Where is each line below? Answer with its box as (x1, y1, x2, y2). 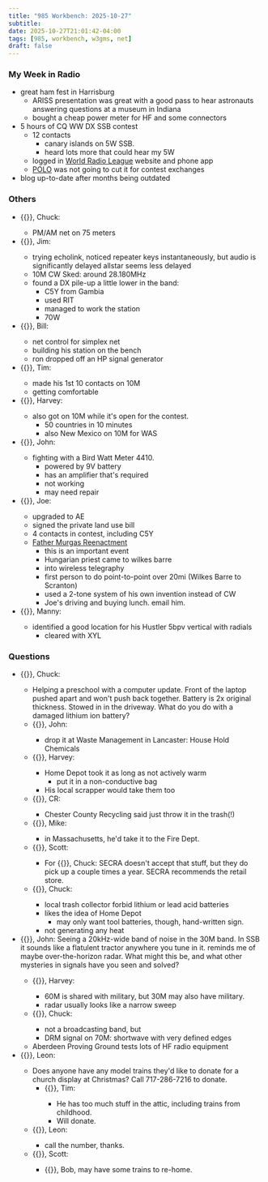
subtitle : (8, 19, 42, 28)
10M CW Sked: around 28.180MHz (32, 269, 147, 279)
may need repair (44, 487, 100, 497)
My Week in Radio (8, 69, 81, 80)
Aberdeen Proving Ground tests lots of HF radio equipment (32, 1042, 229, 1051)
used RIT (44, 295, 74, 305)
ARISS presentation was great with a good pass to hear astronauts (32, 96, 254, 105)
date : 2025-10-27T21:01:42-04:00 (8, 27, 121, 35)
